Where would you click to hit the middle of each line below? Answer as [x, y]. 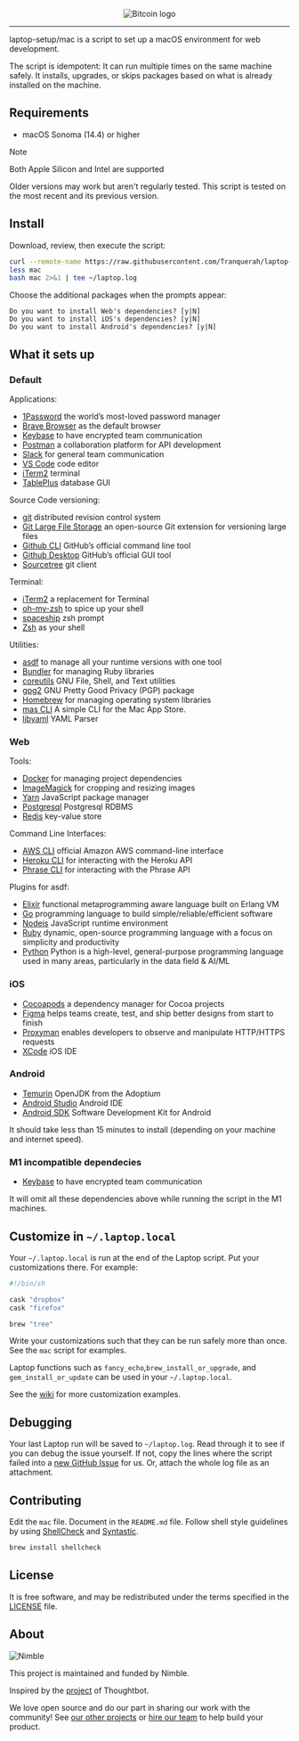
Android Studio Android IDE [72, 1103]
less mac [25, 270]
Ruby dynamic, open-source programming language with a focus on [147, 933]
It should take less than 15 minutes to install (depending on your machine [142, 1129]
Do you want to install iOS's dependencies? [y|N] [105, 319]
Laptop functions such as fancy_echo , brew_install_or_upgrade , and [133, 1368]
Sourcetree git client [59, 564]
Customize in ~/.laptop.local [93, 1236]
